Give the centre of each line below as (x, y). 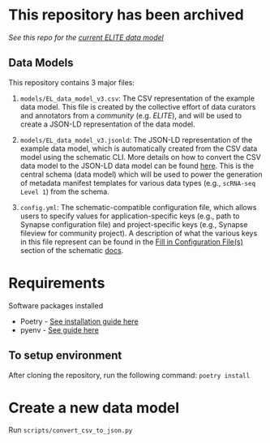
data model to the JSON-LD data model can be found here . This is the (137, 166)
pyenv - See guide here (59, 329)
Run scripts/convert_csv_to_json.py (71, 430)
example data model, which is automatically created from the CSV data (139, 148)
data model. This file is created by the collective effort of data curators (138, 106)
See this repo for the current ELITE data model (86, 37)
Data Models (41, 63)
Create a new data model (94, 408)
